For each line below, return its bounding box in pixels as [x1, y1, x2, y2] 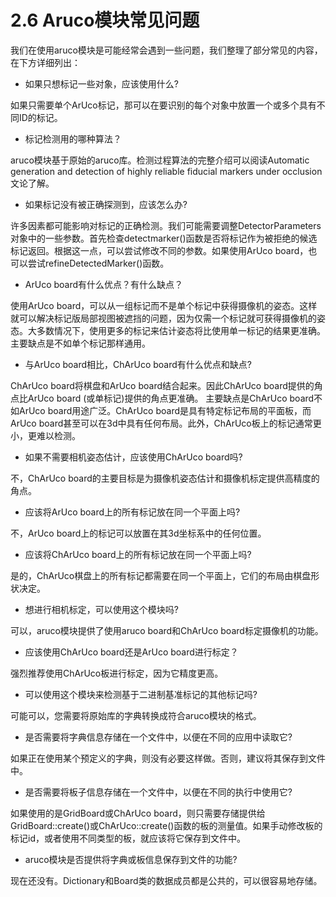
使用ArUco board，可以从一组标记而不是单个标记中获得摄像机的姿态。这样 [10, 299, 318, 311]
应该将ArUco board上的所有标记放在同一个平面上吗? [24, 506, 241, 518]
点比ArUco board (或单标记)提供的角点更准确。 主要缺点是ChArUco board [10, 392, 315, 404]
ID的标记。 [18, 111, 63, 123]
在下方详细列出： [10, 56, 81, 68]
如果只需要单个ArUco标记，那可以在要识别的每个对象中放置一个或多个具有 [10, 99, 317, 111]
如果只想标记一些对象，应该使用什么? [24, 77, 179, 90]
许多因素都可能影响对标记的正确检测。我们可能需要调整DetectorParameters [10, 219, 322, 231]
